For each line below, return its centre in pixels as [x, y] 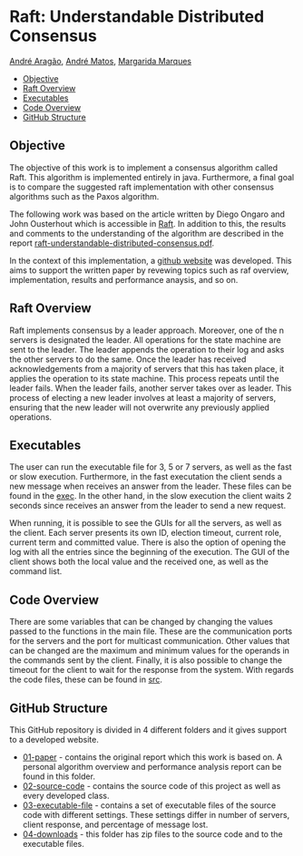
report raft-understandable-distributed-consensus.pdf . [112, 243]
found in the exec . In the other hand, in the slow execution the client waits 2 [151, 496]
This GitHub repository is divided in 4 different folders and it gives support [148, 730]
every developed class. [66, 796]
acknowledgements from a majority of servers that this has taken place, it [147, 368]
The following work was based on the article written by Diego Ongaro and [147, 214]
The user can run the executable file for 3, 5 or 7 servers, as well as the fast [151, 467]
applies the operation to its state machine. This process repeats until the [144, 378]
